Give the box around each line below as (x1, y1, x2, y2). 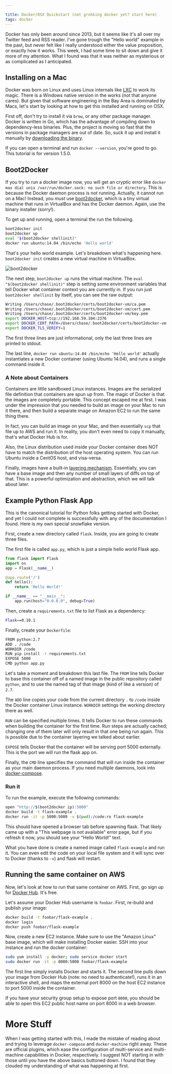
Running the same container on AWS (5, 870, 125, 879)
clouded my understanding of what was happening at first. (5, 1063, 129, 1069)
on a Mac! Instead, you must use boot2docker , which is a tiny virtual (5, 195, 149, 202)
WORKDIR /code (5, 647, 36, 652)
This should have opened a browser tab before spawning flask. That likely (5, 824, 162, 830)
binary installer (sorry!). (5, 206, 55, 212)
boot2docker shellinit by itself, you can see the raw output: (5, 292, 133, 298)
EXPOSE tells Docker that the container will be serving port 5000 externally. (5, 744, 162, 750)
